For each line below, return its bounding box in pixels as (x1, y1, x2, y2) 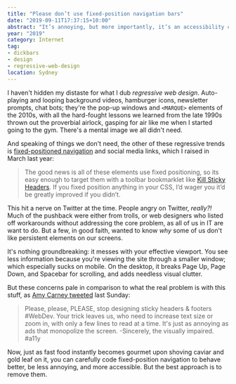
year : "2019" (7, 29, 46, 37)
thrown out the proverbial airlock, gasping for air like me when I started (7, 118, 213, 126)
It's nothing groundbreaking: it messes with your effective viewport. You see (7, 247, 228, 256)
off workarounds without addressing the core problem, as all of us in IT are (7, 218, 223, 227)
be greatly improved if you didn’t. (24, 190, 121, 199)
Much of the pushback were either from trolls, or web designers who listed (7, 211, 223, 220)
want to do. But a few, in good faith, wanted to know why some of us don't (7, 226, 223, 234)
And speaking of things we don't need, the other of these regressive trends (7, 139, 225, 147)
